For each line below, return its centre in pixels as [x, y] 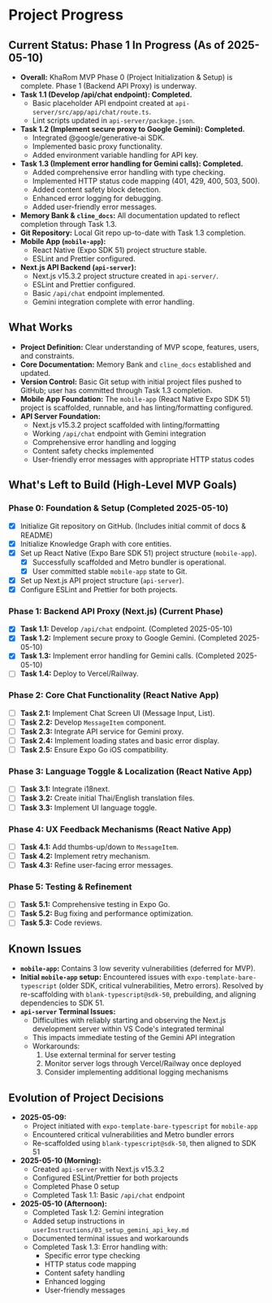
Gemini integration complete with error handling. [113, 302]
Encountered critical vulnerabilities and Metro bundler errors [133, 1135]
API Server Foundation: [60, 416]
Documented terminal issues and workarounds [110, 1239]
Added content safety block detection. [96, 190]
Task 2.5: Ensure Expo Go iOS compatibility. [94, 750]
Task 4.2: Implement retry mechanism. [85, 856]
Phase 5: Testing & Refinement [70, 887]
